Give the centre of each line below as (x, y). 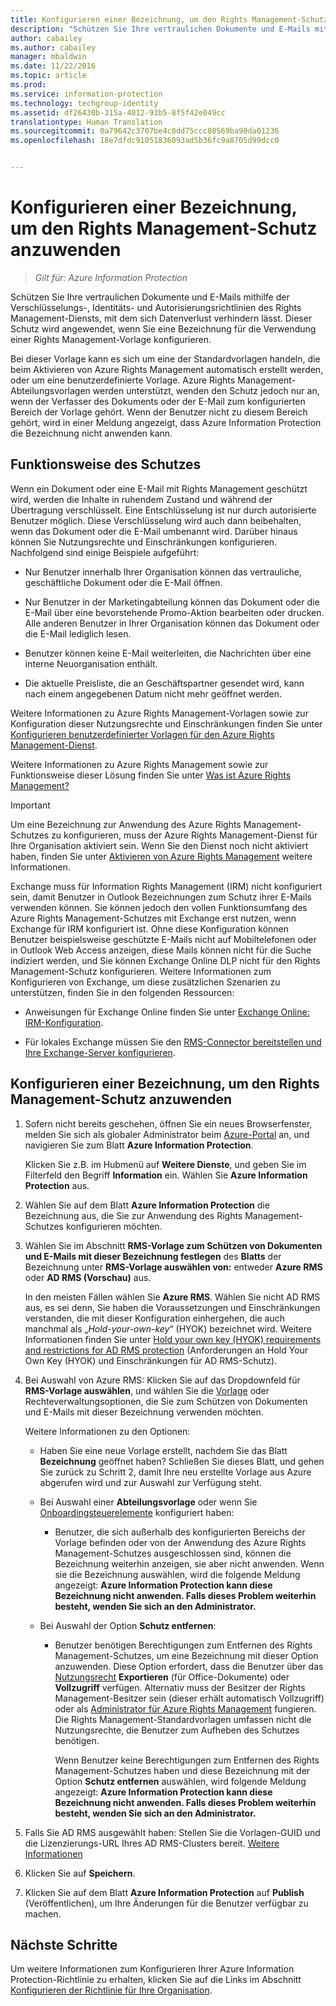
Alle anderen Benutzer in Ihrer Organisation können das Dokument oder (172, 623)
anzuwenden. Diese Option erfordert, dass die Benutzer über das (189, 1666)
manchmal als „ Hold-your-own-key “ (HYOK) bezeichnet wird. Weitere (168, 1328)
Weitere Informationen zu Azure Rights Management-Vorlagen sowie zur (159, 713)
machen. (43, 1913)
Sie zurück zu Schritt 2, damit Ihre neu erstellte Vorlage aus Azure (175, 1472)
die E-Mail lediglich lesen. (78, 633)
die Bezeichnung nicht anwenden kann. (91, 433)
